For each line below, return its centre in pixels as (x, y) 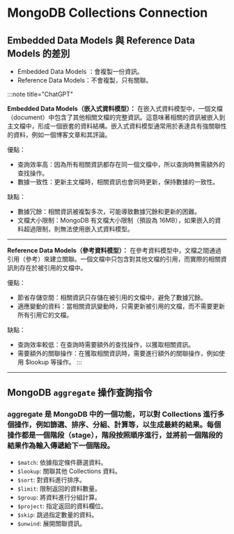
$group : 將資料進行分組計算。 (59, 497)
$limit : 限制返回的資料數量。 (59, 488)
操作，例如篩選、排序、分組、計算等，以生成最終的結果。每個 (118, 425)
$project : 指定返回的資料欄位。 (62, 506)
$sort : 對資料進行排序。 (51, 480)
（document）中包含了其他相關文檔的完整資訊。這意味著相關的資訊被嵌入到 (116, 117)
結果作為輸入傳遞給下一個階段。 (61, 446)
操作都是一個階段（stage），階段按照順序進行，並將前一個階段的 (115, 436)
